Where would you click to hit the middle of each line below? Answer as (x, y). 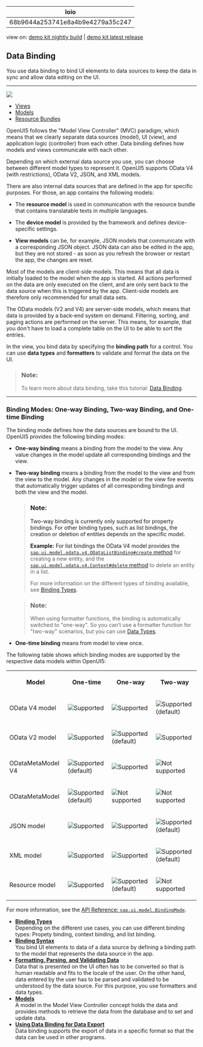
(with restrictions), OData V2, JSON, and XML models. (74, 174)
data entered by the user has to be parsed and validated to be (92, 979)
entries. (16, 335)
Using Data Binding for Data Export (60, 1024)
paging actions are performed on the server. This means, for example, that (99, 322)
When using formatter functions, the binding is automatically (105, 619)
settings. (47, 229)
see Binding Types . (54, 589)
